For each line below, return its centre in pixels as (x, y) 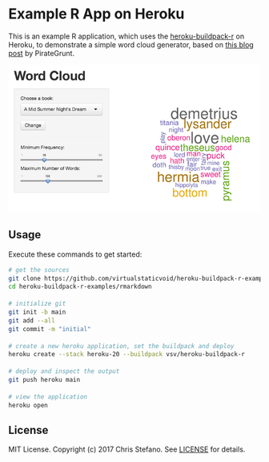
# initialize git (37, 304)
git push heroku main (44, 380)
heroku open (28, 405)
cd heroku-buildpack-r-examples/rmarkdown (80, 287)
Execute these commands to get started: (75, 254)
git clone (25, 278)
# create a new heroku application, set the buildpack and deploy (121, 346)
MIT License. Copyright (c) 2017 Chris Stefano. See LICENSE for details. (127, 449)
